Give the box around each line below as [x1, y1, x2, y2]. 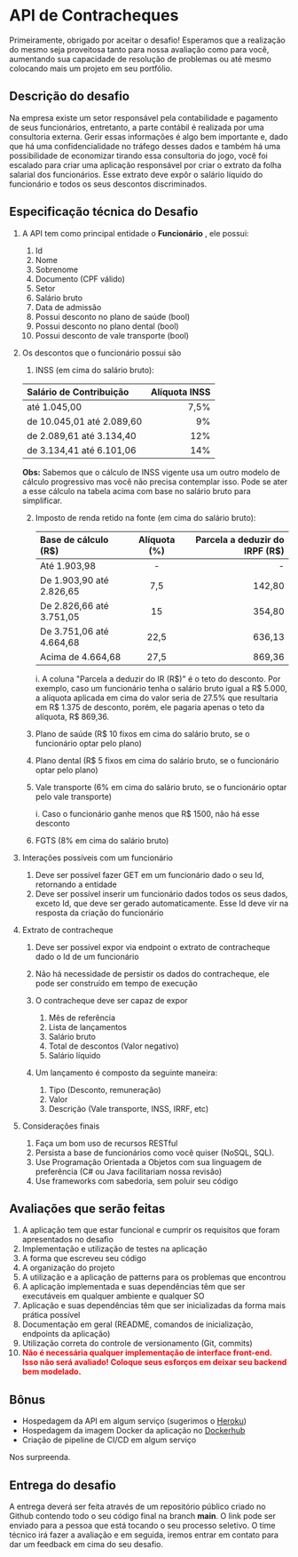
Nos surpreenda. [9, 1452, 71, 1463]
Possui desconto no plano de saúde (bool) [35, 311, 191, 322]
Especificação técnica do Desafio [9, 204, 199, 220]
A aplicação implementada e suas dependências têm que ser [21, 1282, 246, 1292]
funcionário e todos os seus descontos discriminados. [9, 179, 208, 189]
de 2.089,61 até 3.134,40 [26, 429, 137, 442]
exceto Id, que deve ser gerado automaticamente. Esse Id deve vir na [35, 898, 289, 908]
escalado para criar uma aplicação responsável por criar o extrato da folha [9, 159, 282, 170]
